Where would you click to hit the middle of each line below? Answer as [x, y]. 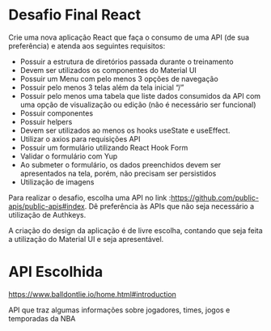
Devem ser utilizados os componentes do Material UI [108, 70]
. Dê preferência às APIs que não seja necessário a [169, 206]
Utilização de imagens [57, 182]
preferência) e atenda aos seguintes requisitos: [87, 45]
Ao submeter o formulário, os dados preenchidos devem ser [121, 164]
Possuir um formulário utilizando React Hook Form [104, 147]
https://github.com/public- [215, 197]
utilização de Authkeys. [47, 214]
